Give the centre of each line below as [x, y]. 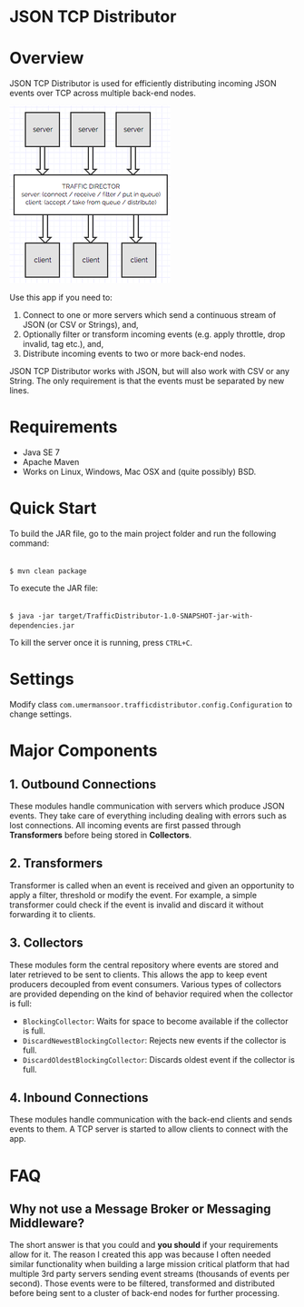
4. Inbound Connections [79, 1098]
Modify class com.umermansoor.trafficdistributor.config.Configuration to [151, 704]
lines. [20, 391]
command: [29, 543]
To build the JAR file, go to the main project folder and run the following [143, 534]
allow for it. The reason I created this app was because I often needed [140, 1254]
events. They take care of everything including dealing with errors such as [148, 816]
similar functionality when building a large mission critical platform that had [150, 1264]
